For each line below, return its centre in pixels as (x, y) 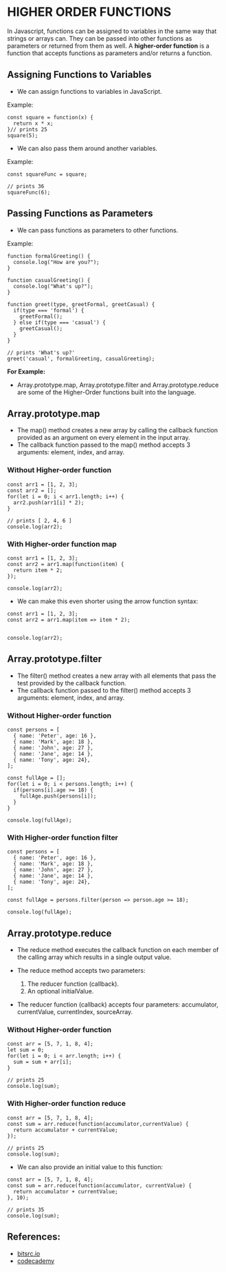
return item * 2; (38, 570)
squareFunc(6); (29, 192)
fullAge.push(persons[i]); (58, 796)
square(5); (23, 135)
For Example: (26, 371)
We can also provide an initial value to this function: (90, 1167)
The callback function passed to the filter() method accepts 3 (104, 690)
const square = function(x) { (50, 117)
